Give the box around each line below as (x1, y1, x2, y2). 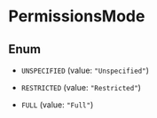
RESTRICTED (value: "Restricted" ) (20, 83, 141, 92)
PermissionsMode (8, 6, 145, 27)
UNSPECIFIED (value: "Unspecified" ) (20, 65, 150, 75)
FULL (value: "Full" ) (20, 99, 94, 110)
